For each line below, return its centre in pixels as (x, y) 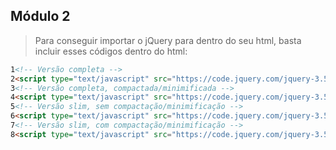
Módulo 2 (40, 16)
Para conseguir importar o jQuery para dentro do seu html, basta (168, 40)
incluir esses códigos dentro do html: (111, 51)
